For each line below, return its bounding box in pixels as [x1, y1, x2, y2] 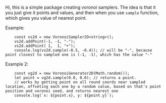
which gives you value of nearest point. [5, 15, 87, 21]
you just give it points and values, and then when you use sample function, [5, 10, 159, 16]
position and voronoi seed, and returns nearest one [5, 88, 119, 93]
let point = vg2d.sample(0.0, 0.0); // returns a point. [14, 75, 137, 80]
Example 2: [5, 61, 29, 67]
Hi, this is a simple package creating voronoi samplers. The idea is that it [5, 5, 156, 10]
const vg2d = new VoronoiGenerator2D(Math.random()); [14, 71, 130, 76]
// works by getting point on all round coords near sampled [14, 80, 145, 85]
